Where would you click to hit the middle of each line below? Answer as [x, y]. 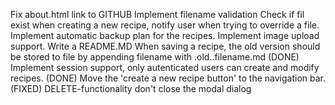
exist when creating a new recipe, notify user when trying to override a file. [165, 25]
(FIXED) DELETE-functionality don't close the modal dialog [131, 88]
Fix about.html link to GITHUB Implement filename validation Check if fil [157, 14]
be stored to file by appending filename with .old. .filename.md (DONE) [155, 57]
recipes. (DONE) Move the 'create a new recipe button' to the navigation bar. [168, 78]
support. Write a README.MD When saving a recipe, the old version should [165, 46]
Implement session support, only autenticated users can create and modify [165, 67]
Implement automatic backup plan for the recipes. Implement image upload [165, 35]
